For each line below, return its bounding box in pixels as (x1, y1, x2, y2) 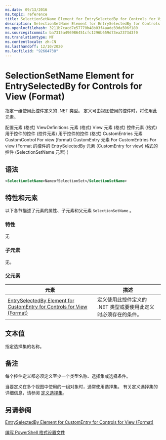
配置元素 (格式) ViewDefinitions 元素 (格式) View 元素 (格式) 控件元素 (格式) (5, 125, 157, 131)
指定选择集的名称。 (5, 343, 44, 349)
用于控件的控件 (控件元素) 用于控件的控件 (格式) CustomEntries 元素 (5, 131, 143, 136)
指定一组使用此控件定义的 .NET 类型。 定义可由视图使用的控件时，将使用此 (5, 108, 157, 114)
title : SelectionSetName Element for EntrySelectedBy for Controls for (5, 16, 156, 21)
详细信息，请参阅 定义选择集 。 (5, 390, 67, 396)
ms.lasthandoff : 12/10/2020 (5, 44, 63, 49)
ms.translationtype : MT (5, 35, 54, 40)
